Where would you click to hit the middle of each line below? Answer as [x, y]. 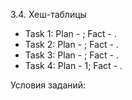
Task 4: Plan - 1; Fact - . [73, 65]
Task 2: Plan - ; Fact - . [71, 44]
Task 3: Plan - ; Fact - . [71, 55]
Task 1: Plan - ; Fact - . [70, 33]
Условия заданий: [48, 85]
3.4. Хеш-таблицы [48, 14]
